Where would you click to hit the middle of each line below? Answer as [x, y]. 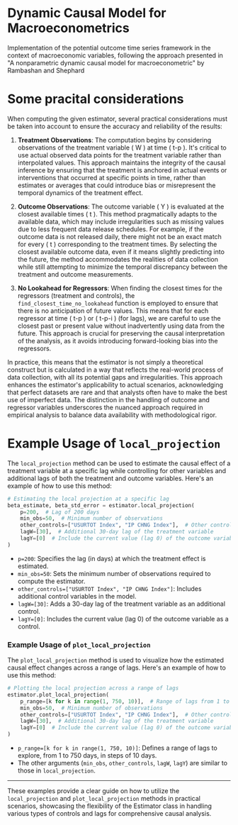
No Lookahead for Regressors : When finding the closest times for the [120, 288]
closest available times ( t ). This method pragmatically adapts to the [117, 214]
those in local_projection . [56, 770]
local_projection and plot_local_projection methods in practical [104, 799]
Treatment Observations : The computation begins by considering [114, 140]
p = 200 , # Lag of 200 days [60, 512]
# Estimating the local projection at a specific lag [89, 499]
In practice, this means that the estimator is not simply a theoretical [105, 362]
